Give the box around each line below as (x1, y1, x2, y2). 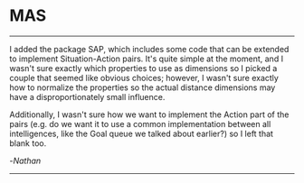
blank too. (9, 137, 47, 149)
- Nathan (9, 155, 42, 166)
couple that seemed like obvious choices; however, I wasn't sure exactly (9, 72, 279, 83)
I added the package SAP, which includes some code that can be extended (9, 43, 290, 54)
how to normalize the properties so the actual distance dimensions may (9, 82, 276, 93)
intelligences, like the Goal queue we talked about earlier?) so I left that (9, 128, 274, 139)
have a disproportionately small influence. (9, 91, 166, 102)
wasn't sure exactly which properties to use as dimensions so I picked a (9, 62, 278, 73)
